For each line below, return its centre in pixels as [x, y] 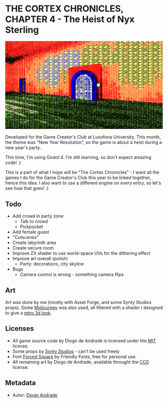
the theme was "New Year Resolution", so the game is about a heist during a [84, 142]
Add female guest [31, 232]
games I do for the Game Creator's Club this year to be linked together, [78, 177]
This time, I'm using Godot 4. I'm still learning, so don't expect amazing [78, 157]
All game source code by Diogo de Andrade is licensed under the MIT [84, 340]
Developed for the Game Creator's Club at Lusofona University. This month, [83, 137]
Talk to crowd [34, 221]
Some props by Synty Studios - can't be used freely [66, 351]
